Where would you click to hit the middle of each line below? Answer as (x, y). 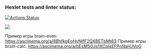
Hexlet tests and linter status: (41, 7)
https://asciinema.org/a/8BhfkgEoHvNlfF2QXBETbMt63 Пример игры (75, 41)
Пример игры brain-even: (31, 36)
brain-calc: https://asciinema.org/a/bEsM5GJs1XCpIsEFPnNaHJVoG (73, 46)
